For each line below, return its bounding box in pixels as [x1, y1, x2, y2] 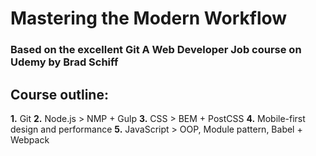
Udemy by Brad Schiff [10, 55, 119, 69]
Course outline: [10, 86, 109, 103]
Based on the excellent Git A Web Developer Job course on [10, 43, 302, 57]
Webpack [10, 133, 50, 146]
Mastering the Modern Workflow [10, 7, 288, 30]
